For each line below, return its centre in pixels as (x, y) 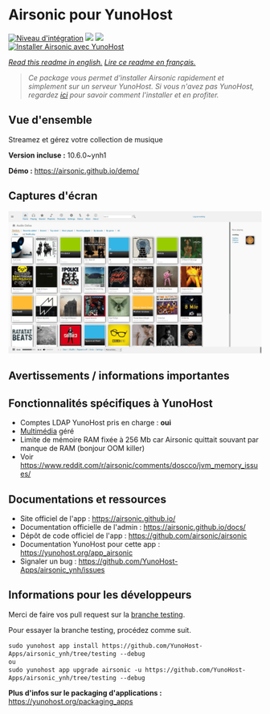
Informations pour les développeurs (100, 595)
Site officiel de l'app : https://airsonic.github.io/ (98, 519)
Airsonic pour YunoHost (90, 15)
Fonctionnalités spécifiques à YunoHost (110, 403)
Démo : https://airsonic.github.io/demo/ (74, 170)
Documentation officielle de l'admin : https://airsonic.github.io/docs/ (133, 527)
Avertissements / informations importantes (119, 376)
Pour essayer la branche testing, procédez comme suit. (100, 630)
